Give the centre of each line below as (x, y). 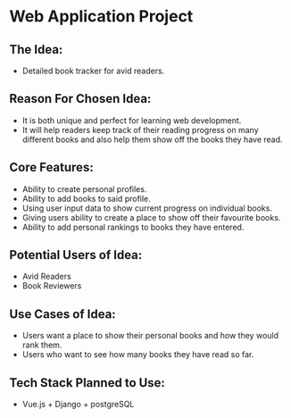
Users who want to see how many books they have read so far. (138, 355)
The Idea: (36, 50)
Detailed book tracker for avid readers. (93, 71)
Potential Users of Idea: (76, 255)
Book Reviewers (52, 286)
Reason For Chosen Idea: (80, 99)
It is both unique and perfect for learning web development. (132, 120)
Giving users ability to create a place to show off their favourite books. (151, 217)
